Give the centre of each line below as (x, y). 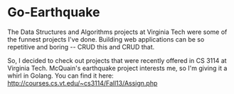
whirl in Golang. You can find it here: (60, 76)
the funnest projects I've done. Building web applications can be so (106, 39)
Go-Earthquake (54, 12)
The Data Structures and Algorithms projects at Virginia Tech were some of (117, 32)
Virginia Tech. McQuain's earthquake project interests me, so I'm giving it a (117, 68)
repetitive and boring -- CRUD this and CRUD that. (81, 47)
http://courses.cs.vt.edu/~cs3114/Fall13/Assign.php (83, 83)
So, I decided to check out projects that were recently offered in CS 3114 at (117, 60)
